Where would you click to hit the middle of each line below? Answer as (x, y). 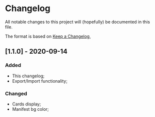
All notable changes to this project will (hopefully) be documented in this (77, 22)
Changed (16, 93)
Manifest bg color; (30, 109)
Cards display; (26, 104)
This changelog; (28, 76)
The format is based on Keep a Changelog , (48, 36)
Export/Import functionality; (40, 81)
